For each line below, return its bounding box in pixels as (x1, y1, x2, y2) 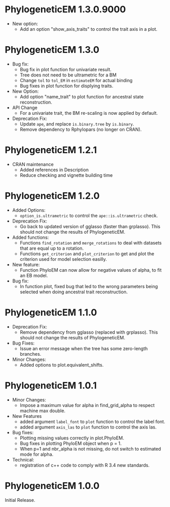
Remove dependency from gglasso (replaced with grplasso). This (19, 329, 158, 335)
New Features (12, 413, 42, 419)
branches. (19, 351, 41, 357)
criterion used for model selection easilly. (19, 256, 107, 262)
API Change (12, 104, 38, 111)
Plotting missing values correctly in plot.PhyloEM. (19, 435, 124, 441)
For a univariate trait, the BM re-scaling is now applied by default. (19, 110, 158, 116)
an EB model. (19, 272, 48, 278)
